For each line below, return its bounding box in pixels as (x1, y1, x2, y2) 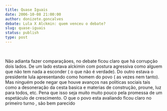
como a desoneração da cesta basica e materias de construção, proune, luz (5, 84, 162, 90)
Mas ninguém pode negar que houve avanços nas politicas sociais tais (5, 79, 151, 85)
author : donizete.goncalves (5, 16, 64, 21)
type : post (5, 35, 28, 40)
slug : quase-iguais (5, 26, 46, 31)
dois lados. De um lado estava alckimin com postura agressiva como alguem (5, 63, 163, 69)
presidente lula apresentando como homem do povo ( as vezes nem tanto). (5, 74, 160, 80)
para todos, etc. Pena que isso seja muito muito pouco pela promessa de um (5, 90, 163, 96)
